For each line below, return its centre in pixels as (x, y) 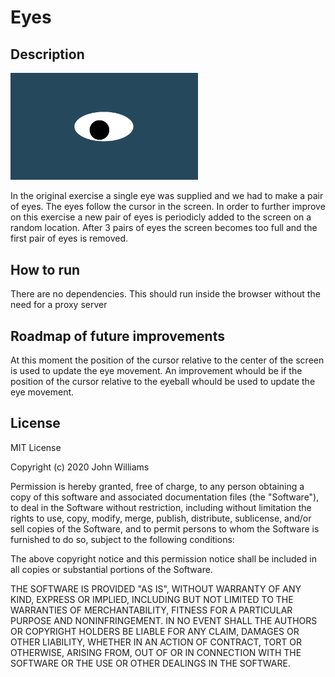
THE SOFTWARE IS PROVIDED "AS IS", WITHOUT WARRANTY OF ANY (156, 588)
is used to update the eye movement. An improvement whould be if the (156, 370)
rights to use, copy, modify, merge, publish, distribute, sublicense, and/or (161, 518)
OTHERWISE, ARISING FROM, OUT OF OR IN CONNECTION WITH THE (156, 652)
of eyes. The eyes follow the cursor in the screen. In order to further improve (168, 207)
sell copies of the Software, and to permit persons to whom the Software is (165, 528)
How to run (45, 269)
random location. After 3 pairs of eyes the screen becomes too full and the (164, 228)
